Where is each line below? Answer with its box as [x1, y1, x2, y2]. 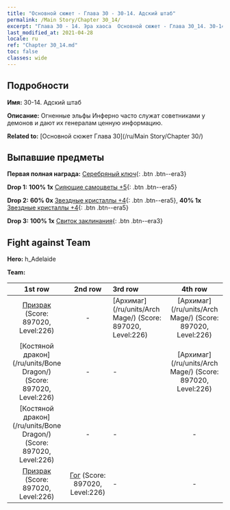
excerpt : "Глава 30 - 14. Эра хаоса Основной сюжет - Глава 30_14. [7, 23, 207, 29]
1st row [23, 285, 50, 294]
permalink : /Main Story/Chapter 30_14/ [7, 16, 121, 23]
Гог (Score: [69, 470, 106, 480]
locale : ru [7, 36, 38, 42]
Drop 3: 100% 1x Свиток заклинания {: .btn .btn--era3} [7, 217, 163, 225]
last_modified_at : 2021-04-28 [7, 29, 94, 36]
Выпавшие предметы [7, 151, 105, 163]
